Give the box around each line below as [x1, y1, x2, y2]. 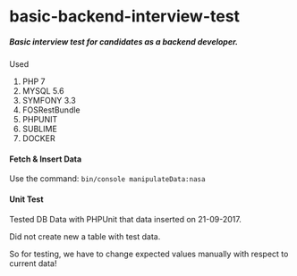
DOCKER [21, 133, 55, 144]
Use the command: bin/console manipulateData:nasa [9, 173, 206, 184]
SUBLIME [21, 123, 58, 135]
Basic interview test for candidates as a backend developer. [9, 36, 239, 46]
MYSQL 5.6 [21, 86, 64, 96]
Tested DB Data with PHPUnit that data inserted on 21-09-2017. [9, 213, 242, 224]
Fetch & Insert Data [9, 154, 82, 164]
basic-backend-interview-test [9, 6, 240, 27]
